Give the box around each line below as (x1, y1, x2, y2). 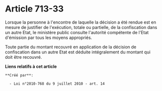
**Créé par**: (5, 73, 34, 78)
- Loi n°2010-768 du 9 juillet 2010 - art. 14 (9, 81, 105, 86)
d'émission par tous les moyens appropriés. (5, 35, 92, 40)
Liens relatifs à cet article (5, 64, 57, 69)
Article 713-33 (5, 3, 64, 14)
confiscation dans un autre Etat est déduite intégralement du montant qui (5, 49, 151, 55)
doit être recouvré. (5, 54, 42, 60)
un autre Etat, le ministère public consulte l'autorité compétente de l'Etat (5, 29, 149, 35)
